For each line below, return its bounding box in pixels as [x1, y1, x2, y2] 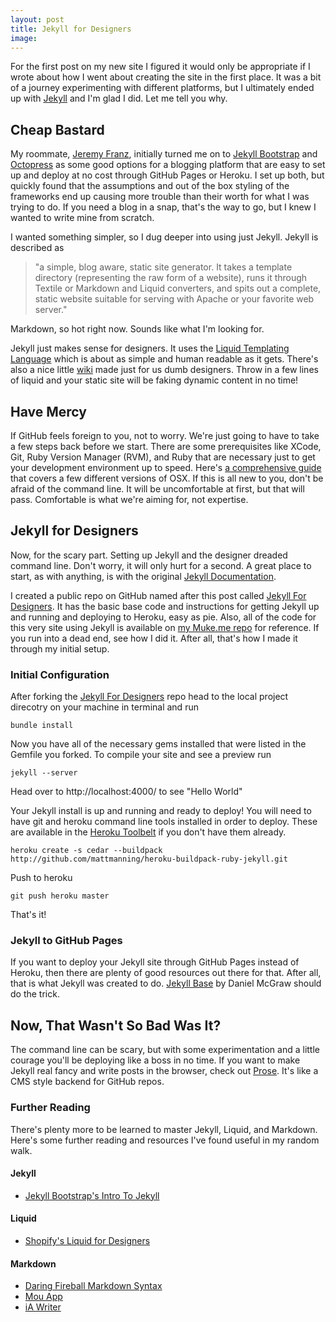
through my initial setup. [10, 642, 110, 655]
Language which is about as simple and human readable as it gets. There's [10, 353, 319, 365]
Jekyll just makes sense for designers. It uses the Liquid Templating [10, 342, 290, 355]
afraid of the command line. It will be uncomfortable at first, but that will [10, 483, 305, 495]
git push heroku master [10, 891, 110, 901]
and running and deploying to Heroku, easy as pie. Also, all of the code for [10, 611, 317, 623]
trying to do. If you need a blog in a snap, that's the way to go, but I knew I [10, 201, 317, 213]
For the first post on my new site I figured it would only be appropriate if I [10, 61, 311, 73]
